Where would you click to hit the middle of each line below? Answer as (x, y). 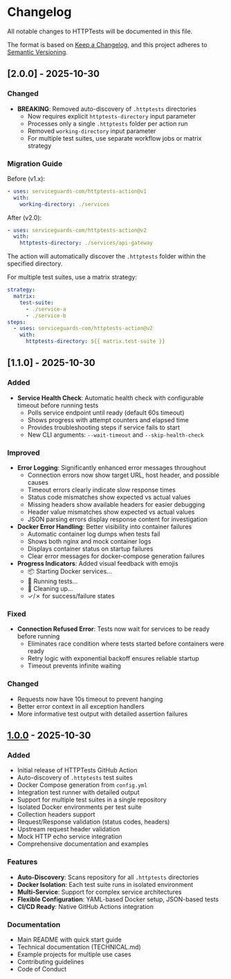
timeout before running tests (58, 405)
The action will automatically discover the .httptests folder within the (107, 257)
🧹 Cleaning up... (50, 589)
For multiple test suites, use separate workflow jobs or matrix (114, 138)
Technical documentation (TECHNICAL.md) (79, 946)
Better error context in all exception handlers (81, 706)
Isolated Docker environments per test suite (79, 807)
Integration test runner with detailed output (78, 792)
